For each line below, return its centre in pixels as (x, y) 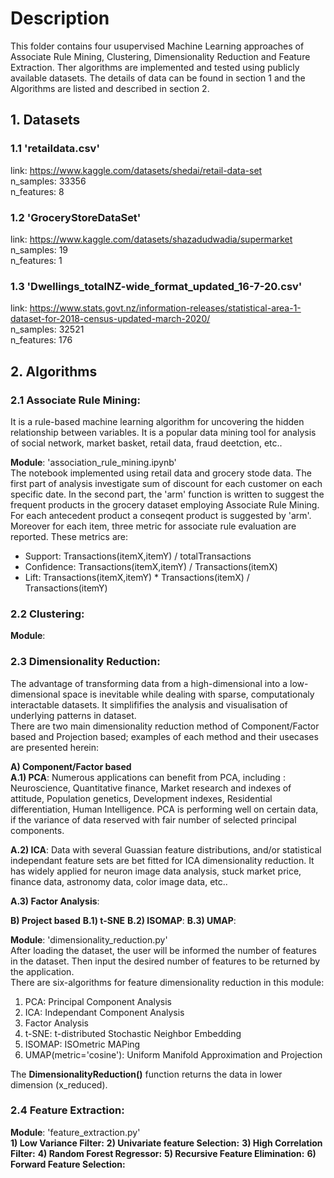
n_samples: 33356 (48, 181)
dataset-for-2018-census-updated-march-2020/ (110, 319)
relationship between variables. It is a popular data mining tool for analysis (163, 432)
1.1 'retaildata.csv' (55, 149)
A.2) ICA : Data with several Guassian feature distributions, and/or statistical (166, 849)
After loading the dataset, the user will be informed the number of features (163, 950)
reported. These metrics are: (69, 536)
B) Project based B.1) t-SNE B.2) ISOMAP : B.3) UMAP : (123, 920)
